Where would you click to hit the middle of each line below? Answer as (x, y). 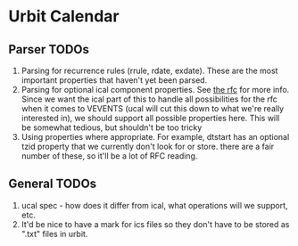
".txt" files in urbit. (54, 234)
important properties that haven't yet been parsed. (114, 80)
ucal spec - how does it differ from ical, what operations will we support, (154, 205)
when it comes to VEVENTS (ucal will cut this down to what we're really (153, 108)
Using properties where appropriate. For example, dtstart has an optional (155, 137)
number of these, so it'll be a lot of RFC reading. (109, 156)
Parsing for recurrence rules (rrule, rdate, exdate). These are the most (149, 70)
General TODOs (53, 184)
